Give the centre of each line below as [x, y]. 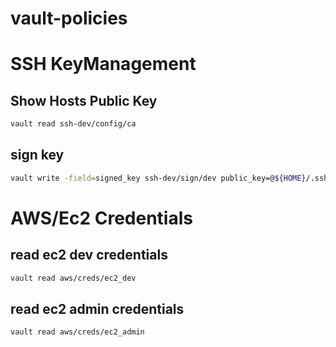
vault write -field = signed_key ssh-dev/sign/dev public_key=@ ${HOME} [158, 178]
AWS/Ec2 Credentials [101, 218]
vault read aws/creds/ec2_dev [73, 278]
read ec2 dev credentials [89, 255]
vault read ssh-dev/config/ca [73, 124]
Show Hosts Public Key [84, 100]
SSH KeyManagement [103, 64]
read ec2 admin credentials [97, 309]
